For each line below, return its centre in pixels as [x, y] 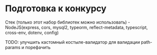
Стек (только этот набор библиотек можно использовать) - [68, 22]
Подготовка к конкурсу [56, 9]
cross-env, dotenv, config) [32, 32]
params [13, 47]
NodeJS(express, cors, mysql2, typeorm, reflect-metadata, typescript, [77, 27]
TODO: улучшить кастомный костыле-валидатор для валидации [73, 42]
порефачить [38, 47]
